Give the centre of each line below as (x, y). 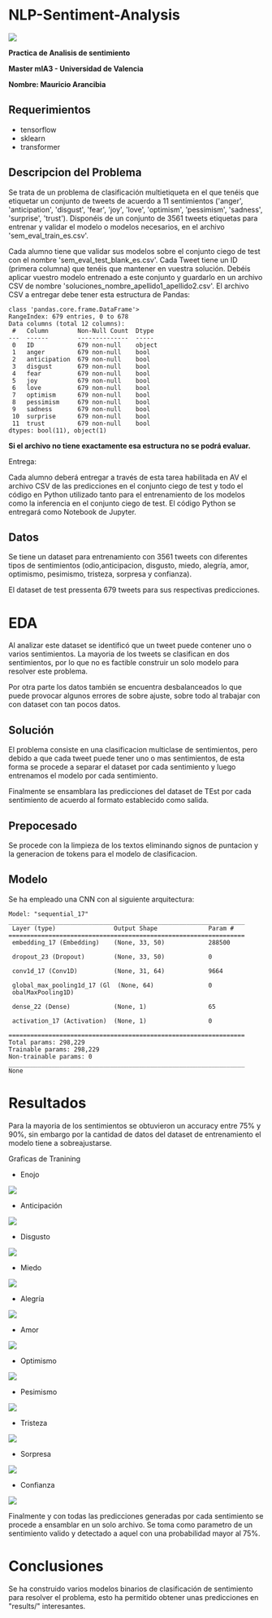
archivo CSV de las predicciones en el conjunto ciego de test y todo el (126, 485)
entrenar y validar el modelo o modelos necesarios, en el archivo (117, 226)
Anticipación (41, 1205)
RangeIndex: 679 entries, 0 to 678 (69, 316)
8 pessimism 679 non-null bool (81, 402)
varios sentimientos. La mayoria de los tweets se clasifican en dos (119, 654)
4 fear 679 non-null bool (81, 373)
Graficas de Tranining (45, 1159)
